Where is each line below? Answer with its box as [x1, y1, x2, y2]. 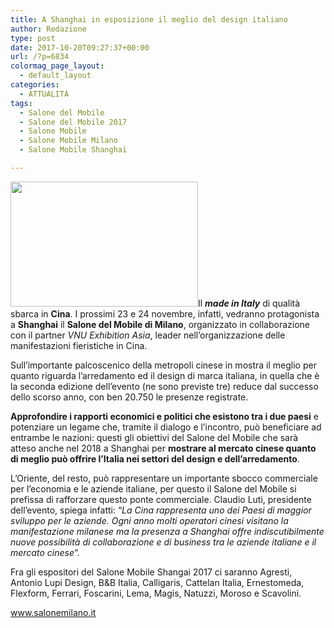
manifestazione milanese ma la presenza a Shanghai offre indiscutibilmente [10, 525, 325, 537]
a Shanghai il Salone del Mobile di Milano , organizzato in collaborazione [10, 318, 310, 330]
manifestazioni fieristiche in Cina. [10, 339, 148, 351]
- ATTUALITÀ [19, 89, 70, 99]
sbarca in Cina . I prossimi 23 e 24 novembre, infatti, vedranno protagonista [10, 307, 320, 320]
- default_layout [19, 71, 92, 81]
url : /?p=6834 [10, 52, 70, 62]
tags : [10, 98, 33, 108]
